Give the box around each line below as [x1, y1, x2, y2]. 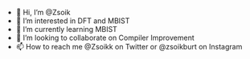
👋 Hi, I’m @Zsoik [15, 8, 71, 17]
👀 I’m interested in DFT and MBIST [15, 16, 130, 26]
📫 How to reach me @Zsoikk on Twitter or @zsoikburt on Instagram [15, 42, 243, 51]
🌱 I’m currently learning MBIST [15, 25, 118, 33]
